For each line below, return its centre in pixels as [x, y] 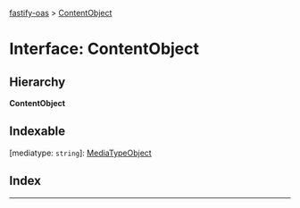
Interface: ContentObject [104, 49]
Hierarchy [37, 82]
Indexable [37, 132]
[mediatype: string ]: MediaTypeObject [80, 153]
